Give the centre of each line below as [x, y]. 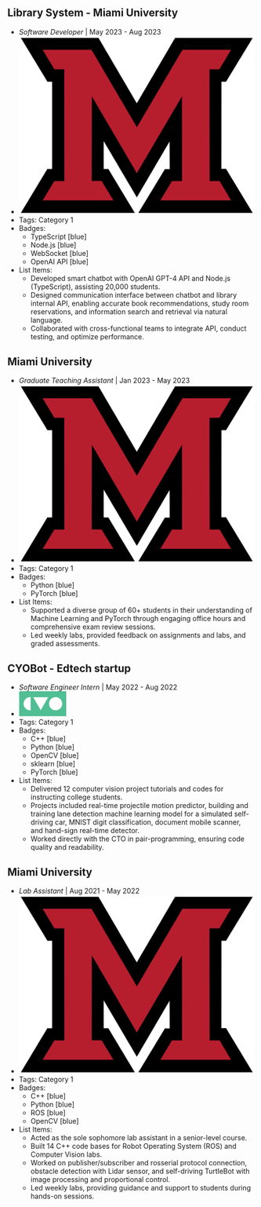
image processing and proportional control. [100, 1179]
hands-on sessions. [62, 1196]
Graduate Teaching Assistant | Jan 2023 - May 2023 [104, 381]
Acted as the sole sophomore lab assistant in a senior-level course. [139, 1137]
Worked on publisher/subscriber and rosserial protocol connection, [139, 1162]
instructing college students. [76, 797]
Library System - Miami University [92, 13]
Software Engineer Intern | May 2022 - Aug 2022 [98, 687]
